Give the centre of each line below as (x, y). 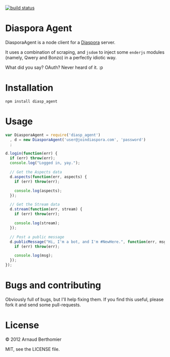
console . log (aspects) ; (38, 191)
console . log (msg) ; (34, 256)
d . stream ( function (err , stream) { (46, 209)
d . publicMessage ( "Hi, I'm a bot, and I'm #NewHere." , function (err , (83, 242)
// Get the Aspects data (36, 172)
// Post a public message (37, 237)
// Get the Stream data (35, 205)
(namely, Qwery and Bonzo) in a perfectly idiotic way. (61, 57)
